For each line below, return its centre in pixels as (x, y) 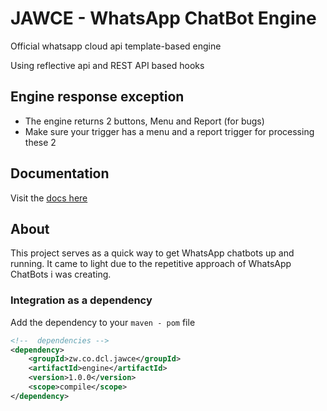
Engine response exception (97, 97)
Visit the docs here (49, 198)
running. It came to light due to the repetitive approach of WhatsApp (151, 264)
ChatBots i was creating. (61, 274)
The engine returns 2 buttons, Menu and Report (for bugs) (144, 121)
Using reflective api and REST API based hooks (107, 65)
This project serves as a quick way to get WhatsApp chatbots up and (152, 253)
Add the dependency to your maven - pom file (103, 322)
